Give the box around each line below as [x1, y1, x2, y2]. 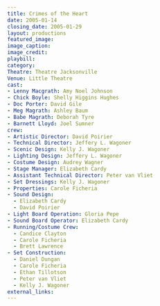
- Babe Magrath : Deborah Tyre [7, 113, 95, 120]
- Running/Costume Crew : [7, 223, 79, 230]
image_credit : [7, 49, 48, 56]
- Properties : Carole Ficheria [7, 185, 98, 192]
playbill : [7, 56, 36, 63]
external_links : [7, 288, 54, 296]
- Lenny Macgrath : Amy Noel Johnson [7, 88, 113, 95]
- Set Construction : [7, 250, 67, 257]
